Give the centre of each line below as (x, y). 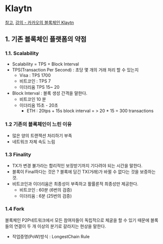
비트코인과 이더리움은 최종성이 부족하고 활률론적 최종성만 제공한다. (75, 184)
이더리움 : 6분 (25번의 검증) (45, 196)
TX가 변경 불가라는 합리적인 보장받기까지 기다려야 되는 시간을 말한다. (77, 166)
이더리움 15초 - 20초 (39, 105)
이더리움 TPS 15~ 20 (39, 87)
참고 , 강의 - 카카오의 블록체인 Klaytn (40, 22)
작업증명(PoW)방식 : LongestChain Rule (51, 236)
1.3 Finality (18, 154)
